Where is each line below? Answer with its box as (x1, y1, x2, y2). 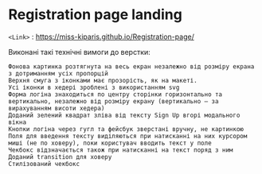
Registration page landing (8, 6, 183, 24)
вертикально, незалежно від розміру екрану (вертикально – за (8, 97, 219, 105)
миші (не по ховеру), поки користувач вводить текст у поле (8, 139, 213, 147)
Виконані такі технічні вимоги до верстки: (8, 47, 151, 56)
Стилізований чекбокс (8, 160, 80, 168)
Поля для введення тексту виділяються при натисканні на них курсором (8, 132, 248, 140)
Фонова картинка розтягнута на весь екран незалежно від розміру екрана (8, 62, 255, 71)
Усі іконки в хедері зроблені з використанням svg (8, 83, 180, 91)
